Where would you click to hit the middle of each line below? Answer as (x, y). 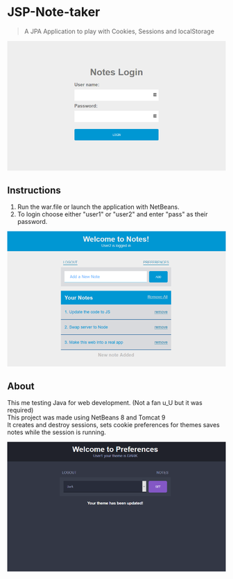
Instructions (34, 190)
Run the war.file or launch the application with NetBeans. (98, 207)
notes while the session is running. (57, 432)
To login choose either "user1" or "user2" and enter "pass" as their (112, 214)
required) (20, 411)
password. (32, 222)
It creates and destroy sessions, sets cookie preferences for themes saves (113, 425)
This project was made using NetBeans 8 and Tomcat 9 (86, 417)
